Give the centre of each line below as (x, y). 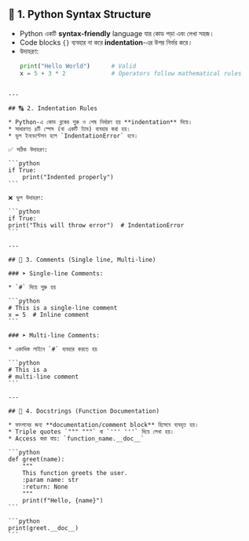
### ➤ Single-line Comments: (56, 273)
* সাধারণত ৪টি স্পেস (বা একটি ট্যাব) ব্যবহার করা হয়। (70, 129)
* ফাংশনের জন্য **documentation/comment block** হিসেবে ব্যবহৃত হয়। (103, 425)
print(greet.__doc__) (44, 528)
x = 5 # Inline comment (49, 315)
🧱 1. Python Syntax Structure (80, 15)
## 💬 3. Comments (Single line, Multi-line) (82, 259)
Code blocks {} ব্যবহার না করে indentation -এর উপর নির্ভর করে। (106, 42)
